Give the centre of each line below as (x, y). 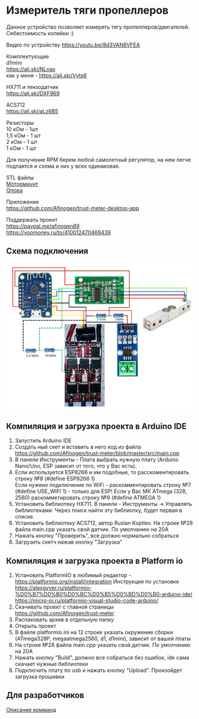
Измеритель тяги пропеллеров (87, 10)
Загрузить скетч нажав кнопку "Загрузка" (69, 542)
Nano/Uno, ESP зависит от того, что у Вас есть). (76, 466)
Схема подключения (47, 251)
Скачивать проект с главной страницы (64, 607)
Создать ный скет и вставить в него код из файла (78, 447)
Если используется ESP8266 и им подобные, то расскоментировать (102, 473)
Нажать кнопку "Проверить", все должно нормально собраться (97, 536)
